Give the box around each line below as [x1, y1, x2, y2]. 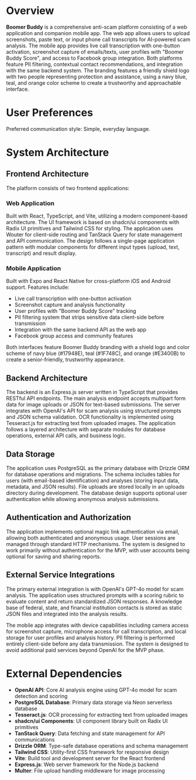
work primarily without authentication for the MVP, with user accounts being [6, 547, 190, 554]
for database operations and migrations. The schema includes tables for [6, 471, 180, 478]
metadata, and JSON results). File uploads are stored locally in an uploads [6, 484, 185, 491]
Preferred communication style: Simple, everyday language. [6, 125, 150, 132]
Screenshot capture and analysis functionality [14, 301, 126, 308]
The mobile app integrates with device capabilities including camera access [6, 622, 189, 629]
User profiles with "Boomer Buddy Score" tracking [14, 308, 136, 315]
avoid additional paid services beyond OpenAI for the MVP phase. [6, 646, 165, 653]
